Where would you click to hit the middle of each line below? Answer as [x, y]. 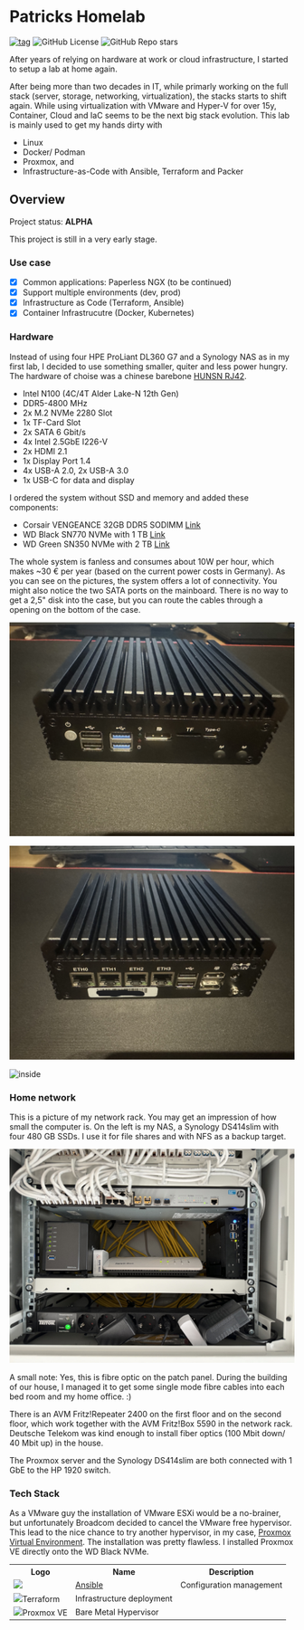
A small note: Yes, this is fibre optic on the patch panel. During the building [148, 1377]
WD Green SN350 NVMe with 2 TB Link [96, 544]
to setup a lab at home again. [63, 69]
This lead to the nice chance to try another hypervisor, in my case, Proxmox [150, 1532]
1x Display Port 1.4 [57, 461]
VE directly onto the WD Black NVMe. [79, 1552]
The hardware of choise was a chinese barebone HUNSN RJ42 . [128, 376]
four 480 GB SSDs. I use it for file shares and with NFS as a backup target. [148, 1136]
